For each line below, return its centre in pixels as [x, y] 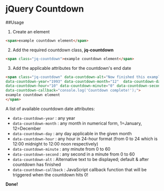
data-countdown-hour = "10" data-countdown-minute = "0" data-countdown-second [84, 86]
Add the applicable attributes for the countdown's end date [72, 68]
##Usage [15, 22]
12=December [27, 128]
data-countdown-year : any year [44, 118]
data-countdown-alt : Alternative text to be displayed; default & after [81, 159]
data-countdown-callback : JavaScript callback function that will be [80, 169]
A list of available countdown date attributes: [50, 109]
